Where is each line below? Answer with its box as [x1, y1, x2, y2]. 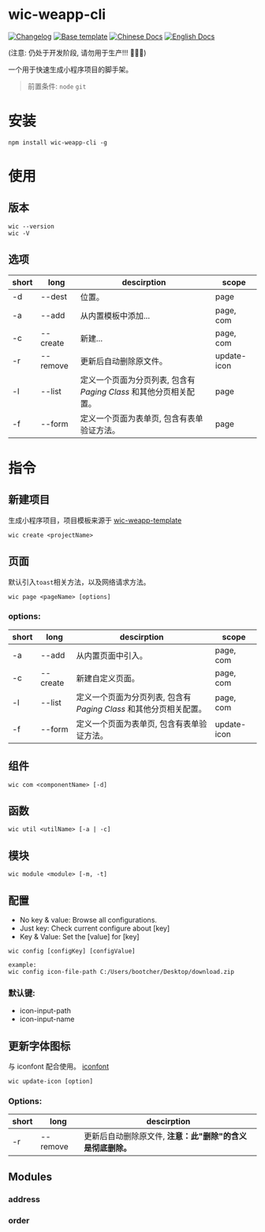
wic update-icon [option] [8, 1077, 93, 1086]
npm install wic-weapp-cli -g [8, 138, 108, 147]
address [8, 1193, 41, 1204]
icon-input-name [19, 1014, 75, 1024]
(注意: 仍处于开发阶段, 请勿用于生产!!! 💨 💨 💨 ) [8, 47, 147, 57]
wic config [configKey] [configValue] [8, 947, 136, 956]
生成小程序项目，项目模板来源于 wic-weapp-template [8, 515, 182, 525]
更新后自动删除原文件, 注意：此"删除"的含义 [84, 1131, 247, 1142]
